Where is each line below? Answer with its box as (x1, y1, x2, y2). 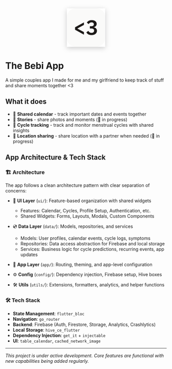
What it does (5, 98, 47, 106)
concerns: (5, 188, 27, 194)
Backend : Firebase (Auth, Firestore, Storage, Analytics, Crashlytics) (12, 321, 156, 327)
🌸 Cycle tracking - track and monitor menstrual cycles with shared (12, 122, 154, 128)
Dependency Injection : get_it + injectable (12, 332, 106, 338)
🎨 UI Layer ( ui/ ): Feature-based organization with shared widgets (12, 198, 152, 204)
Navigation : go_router (12, 316, 60, 322)
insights (12, 127, 30, 133)
